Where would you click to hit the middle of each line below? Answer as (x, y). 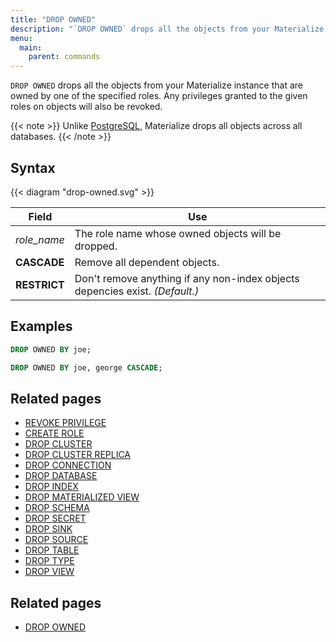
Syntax (33, 167)
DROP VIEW (49, 572)
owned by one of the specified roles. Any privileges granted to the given (159, 96)
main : (31, 47)
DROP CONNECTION (68, 465)
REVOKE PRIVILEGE (65, 423)
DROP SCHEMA (57, 508)
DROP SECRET (55, 518)
